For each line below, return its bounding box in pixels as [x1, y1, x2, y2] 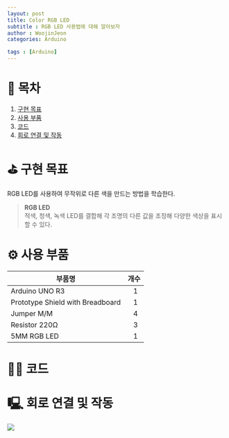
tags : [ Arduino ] [7, 49, 58, 56]
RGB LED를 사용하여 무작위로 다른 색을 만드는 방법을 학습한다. [7, 189, 176, 198]
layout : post [7, 10, 45, 17]
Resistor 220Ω [10, 320, 58, 330]
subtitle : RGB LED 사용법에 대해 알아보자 [7, 23, 120, 30]
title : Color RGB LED [7, 17, 70, 24]
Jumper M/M [10, 308, 53, 318]
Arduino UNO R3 [10, 286, 65, 296]
